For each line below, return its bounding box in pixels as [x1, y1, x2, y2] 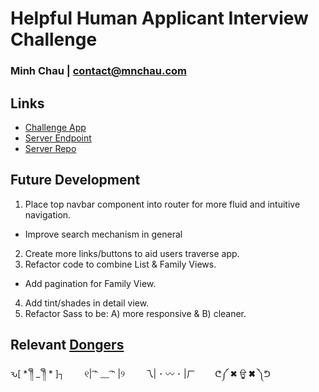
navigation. [24, 208, 72, 221]
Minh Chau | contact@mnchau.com [10, 64, 188, 78]
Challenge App [24, 121, 87, 133]
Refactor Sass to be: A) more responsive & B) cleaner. [24, 307, 247, 319]
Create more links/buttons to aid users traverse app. [24, 247, 240, 259]
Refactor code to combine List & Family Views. [24, 258, 217, 270]
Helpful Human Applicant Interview [10, 7, 309, 30]
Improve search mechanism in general [24, 228, 183, 240]
